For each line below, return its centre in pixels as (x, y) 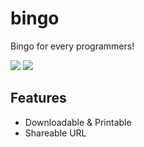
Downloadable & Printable (78, 122)
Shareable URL (55, 133)
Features (38, 98)
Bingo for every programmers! (72, 46)
